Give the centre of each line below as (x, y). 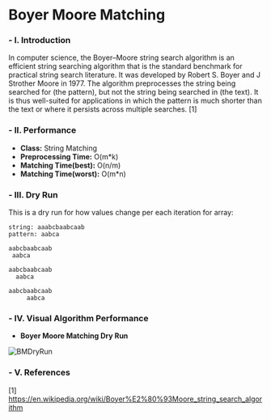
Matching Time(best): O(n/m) (70, 165)
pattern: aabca (34, 235)
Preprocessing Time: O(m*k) (69, 156)
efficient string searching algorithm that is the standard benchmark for (125, 66)
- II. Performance (42, 130)
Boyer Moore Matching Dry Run (74, 336)
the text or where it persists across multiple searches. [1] (103, 109)
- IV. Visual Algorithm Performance (78, 318)
